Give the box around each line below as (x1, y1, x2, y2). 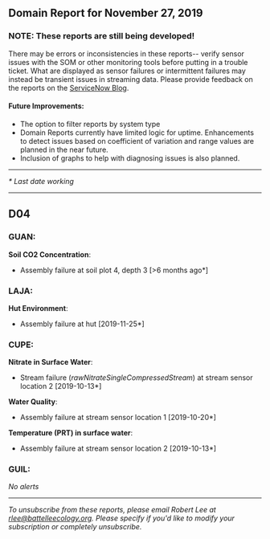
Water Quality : (8, 397, 58, 406)
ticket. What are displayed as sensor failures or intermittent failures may (8, 66, 247, 76)
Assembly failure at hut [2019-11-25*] (19, 319, 145, 329)
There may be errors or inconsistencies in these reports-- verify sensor (8, 48, 245, 59)
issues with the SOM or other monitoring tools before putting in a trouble (8, 57, 248, 67)
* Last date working (8, 176, 75, 186)
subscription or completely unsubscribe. (8, 522, 142, 532)
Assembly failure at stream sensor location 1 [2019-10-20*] (19, 413, 217, 423)
